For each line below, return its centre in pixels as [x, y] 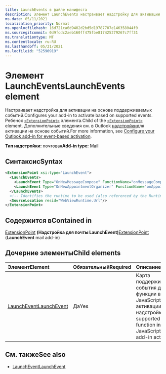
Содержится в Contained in [48, 220]
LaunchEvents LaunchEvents [65, 86]
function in [148, 325]
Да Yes [81, 306]
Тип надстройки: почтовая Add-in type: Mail [52, 146]
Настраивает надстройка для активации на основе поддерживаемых [79, 110]
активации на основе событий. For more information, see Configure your [80, 131]
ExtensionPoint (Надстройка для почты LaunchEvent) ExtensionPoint [77, 232]
